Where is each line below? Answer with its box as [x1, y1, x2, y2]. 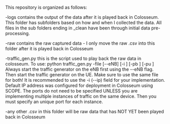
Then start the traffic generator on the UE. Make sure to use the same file [5, 72, 159, 78]
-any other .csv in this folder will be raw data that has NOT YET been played [5, 109, 164, 114]
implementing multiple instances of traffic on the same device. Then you [5, 94, 157, 99]
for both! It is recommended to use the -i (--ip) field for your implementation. [5, 77, 165, 83]
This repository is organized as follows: [5, 5, 87, 10]
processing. [5, 30, 30, 36]
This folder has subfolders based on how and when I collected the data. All [5, 20, 162, 25]
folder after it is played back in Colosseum [5, 46, 94, 51]
